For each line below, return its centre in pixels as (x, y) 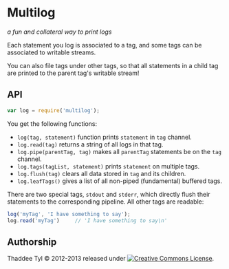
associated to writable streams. (52, 52)
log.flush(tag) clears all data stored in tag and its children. (101, 173)
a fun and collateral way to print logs (59, 32)
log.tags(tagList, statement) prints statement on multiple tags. (108, 166)
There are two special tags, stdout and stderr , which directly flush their (109, 194)
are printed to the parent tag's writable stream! (73, 73)
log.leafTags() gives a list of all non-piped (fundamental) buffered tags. (119, 181)
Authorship (32, 242)
